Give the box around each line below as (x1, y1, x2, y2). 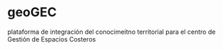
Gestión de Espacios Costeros (7, 35, 96, 43)
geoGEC (7, 4, 57, 20)
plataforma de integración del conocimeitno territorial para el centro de (7, 27, 216, 36)
